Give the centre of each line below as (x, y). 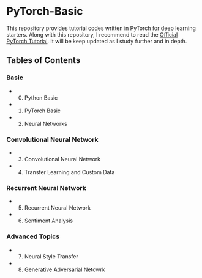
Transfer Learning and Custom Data (69, 172)
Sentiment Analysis (49, 221)
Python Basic (41, 97)
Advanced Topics (33, 236)
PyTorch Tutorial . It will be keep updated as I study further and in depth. (97, 41)
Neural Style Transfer (51, 256)
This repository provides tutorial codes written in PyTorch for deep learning (101, 28)
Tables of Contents (43, 60)
